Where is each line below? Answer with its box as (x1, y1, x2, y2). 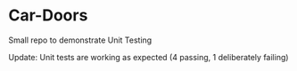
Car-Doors (8, 5, 88, 26)
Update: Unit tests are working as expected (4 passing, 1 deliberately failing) (8, 51, 289, 62)
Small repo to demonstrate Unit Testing (8, 35, 153, 45)
